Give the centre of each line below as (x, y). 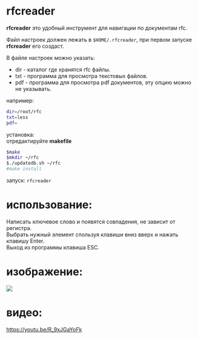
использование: (49, 205)
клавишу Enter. (25, 241)
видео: (24, 313)
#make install (24, 169)
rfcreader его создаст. (35, 46)
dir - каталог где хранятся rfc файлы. (63, 69)
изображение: (45, 272)
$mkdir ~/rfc (23, 158)
